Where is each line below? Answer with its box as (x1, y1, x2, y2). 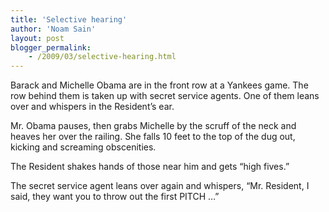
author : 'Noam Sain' (10, 24, 97, 34)
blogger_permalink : (10, 42, 92, 53)
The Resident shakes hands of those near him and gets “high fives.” (10, 161, 290, 173)
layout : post (10, 33, 65, 43)
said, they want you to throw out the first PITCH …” (10, 191, 220, 203)
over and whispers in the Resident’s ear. (10, 101, 175, 113)
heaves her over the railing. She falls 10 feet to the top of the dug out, (10, 131, 296, 143)
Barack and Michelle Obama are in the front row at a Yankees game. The (10, 79, 309, 91)
